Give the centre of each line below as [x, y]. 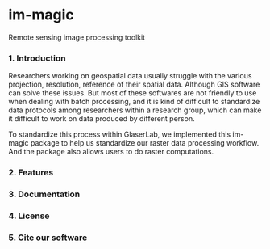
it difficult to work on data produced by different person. [102, 119]
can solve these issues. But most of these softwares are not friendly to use [133, 93]
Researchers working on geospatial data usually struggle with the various [130, 76]
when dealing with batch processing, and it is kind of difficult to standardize [134, 102]
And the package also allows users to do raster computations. [111, 152]
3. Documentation [44, 194]
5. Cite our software [48, 238]
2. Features [31, 173]
